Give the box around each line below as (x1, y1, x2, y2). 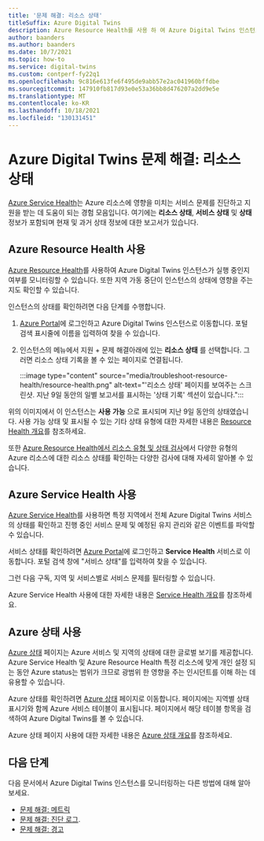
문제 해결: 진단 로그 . (19, 815, 81, 824)
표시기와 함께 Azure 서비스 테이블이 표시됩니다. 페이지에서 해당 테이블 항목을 (8, 704, 244, 713)
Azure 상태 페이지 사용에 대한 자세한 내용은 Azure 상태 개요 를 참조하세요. (8, 731, 233, 740)
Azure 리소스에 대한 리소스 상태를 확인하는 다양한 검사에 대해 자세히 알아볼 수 (8, 452, 245, 462)
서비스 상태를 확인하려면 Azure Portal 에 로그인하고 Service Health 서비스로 (8, 547, 243, 556)
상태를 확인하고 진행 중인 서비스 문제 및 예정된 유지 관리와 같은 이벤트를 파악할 (16, 520, 255, 530)
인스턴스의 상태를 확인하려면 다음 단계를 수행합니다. (8, 301, 166, 311)
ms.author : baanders (8, 41, 76, 49)
